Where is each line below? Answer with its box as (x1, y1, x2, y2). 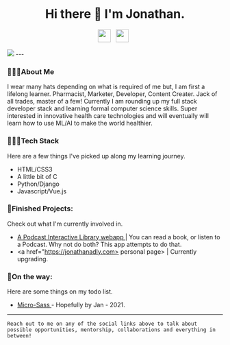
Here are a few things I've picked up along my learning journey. (7, 152, 186, 160)
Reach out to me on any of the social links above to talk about (7, 320, 197, 328)
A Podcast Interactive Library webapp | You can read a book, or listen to (16, 233, 220, 241)
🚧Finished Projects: (7, 204, 73, 213)
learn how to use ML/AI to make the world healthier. (7, 119, 153, 128)
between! (7, 333, 32, 340)
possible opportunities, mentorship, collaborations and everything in (7, 326, 216, 333)
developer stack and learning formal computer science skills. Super (7, 104, 198, 112)
